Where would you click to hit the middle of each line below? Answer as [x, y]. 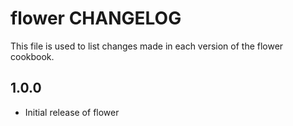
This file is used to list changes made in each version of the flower [147, 46]
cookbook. [32, 56]
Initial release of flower [72, 112]
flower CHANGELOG [96, 18]
